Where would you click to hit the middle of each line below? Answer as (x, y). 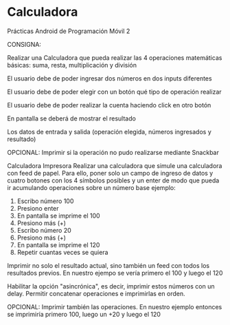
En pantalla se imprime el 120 (58, 244)
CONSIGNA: (24, 44)
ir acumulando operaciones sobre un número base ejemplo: (92, 187)
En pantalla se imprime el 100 (59, 216)
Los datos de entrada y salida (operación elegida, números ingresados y (109, 132)
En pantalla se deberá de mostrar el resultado (71, 118)
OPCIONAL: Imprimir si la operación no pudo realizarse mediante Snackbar (113, 152)
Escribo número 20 (44, 230)
